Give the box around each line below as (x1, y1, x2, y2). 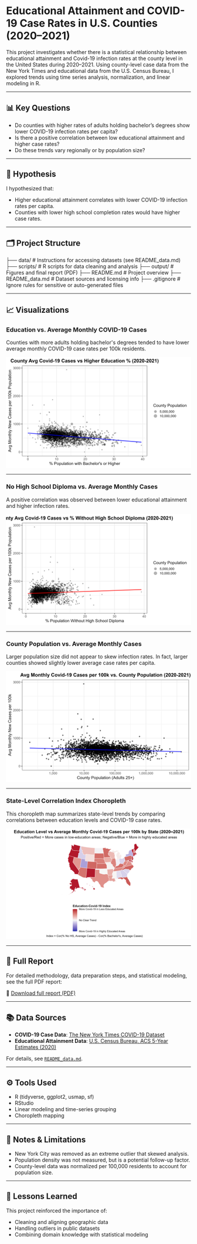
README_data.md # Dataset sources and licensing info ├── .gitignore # (6, 275, 181, 283)
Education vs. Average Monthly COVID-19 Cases (6, 325, 147, 333)
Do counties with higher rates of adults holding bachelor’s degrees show (14, 122, 191, 129)
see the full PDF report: (6, 978, 63, 985)
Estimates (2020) (14, 1044, 57, 1051)
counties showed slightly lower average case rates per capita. (6, 660, 156, 667)
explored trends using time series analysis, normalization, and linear (6, 73, 171, 81)
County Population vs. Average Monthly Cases (6, 640, 142, 648)
